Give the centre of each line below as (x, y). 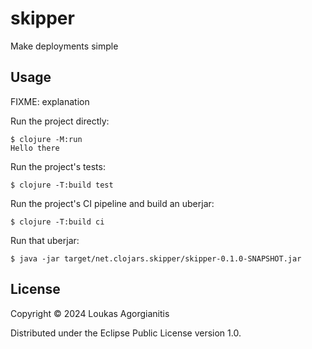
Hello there (35, 148)
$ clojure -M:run (46, 139)
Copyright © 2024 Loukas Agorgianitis (90, 313)
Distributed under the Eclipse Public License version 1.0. (126, 333)
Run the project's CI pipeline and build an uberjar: (112, 203)
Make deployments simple (64, 46)
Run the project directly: (60, 121)
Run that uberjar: (45, 240)
